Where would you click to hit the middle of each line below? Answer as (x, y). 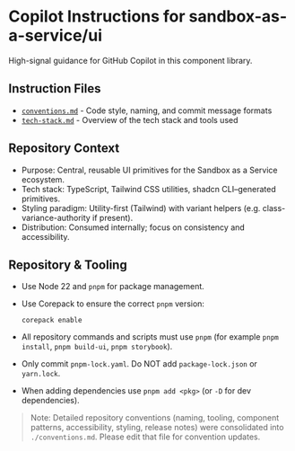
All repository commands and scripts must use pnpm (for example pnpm (150, 337)
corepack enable (52, 321)
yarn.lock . (41, 374)
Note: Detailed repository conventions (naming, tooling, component (155, 418)
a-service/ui (55, 35)
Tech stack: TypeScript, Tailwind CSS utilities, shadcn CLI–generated (148, 189)
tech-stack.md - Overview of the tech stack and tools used (130, 119)
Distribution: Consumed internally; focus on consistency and (133, 227)
